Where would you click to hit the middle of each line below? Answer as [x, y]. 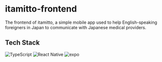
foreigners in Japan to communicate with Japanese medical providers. [76, 27]
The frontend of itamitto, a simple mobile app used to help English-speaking [81, 22]
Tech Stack [22, 43]
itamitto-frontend [41, 9]
